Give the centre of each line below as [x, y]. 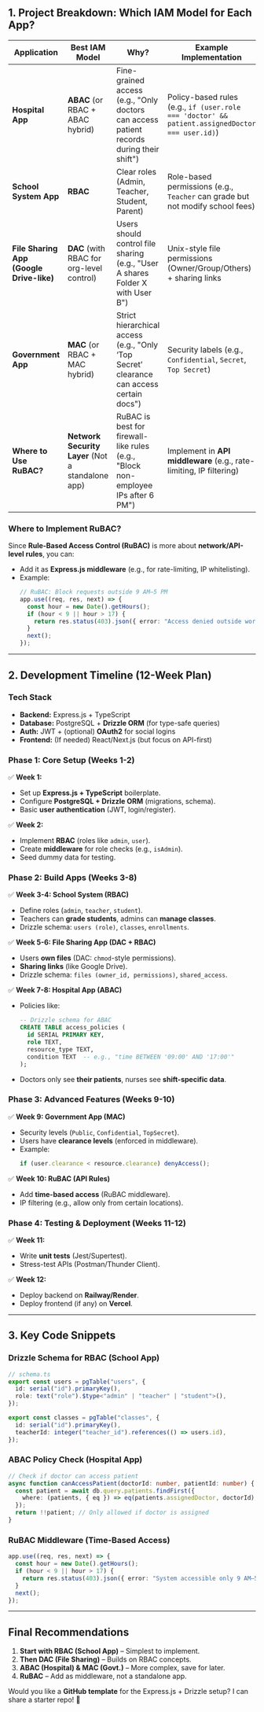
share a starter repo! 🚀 [44, 1700]
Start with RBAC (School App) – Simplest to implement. [110, 1651]
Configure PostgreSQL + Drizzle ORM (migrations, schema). [117, 801]
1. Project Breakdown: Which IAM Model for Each [130, 13]
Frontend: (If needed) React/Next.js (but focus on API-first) [115, 739]
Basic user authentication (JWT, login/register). [97, 810]
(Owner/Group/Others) [210, 268]
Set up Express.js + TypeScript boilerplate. [90, 793]
